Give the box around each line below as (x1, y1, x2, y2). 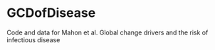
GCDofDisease (6, 5, 96, 21)
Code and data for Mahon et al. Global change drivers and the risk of (6, 28, 209, 37)
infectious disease (6, 35, 61, 44)
